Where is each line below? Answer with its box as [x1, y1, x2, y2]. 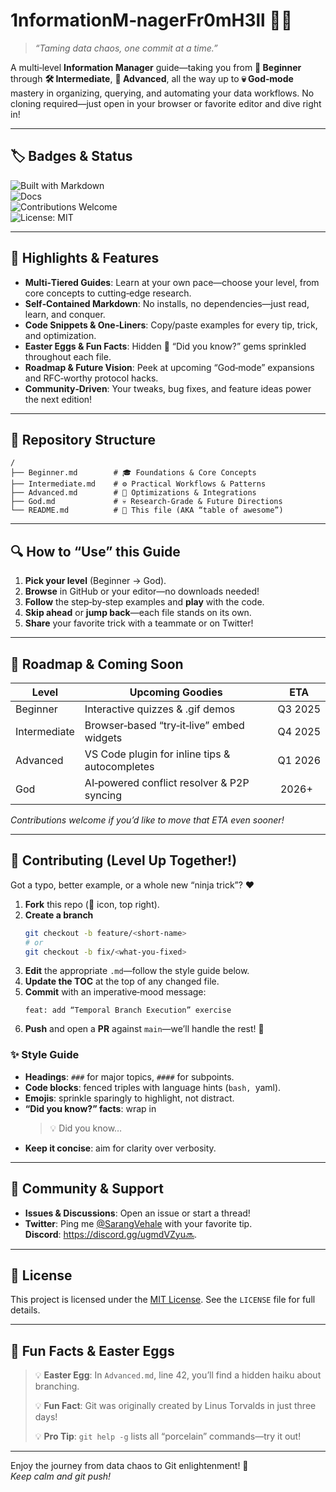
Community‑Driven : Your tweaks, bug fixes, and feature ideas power [24, 382, 312, 394]
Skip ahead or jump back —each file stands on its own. [24, 607, 252, 619]
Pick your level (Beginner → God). [24, 575, 167, 587]
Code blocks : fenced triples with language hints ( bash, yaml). [24, 1081, 282, 1093]
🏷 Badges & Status [10, 148, 133, 165]
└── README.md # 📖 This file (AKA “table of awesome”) [10, 505, 284, 516]
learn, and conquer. [24, 308, 106, 320]
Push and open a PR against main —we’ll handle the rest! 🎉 [24, 1023, 265, 1035]
